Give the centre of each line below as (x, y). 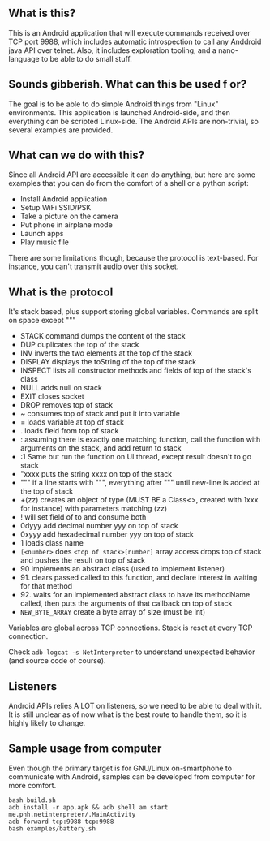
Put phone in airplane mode (66, 225)
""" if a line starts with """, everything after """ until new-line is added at (140, 483)
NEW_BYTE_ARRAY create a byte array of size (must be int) (113, 612)
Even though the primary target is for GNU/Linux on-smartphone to (120, 768)
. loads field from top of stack (69, 431)
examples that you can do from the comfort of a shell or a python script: (129, 183)
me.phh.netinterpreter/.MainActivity (72, 814)
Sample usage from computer (85, 749)
